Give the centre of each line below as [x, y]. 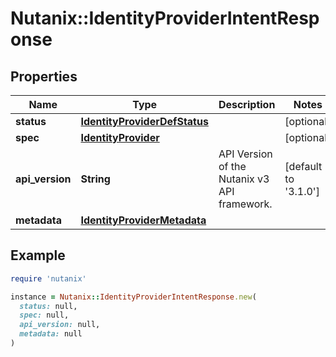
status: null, [48, 306]
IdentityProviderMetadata [143, 220]
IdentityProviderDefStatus [144, 121]
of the [232, 166]
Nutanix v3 [244, 179]
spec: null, [44, 315]
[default [303, 166]
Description [247, 104]
